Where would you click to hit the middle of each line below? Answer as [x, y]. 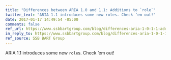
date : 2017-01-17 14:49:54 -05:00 [42, 19]
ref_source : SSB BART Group [35, 39]
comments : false [22, 24]
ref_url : [15, 29]
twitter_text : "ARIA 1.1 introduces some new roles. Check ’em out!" [81, 15]
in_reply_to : [19, 34]
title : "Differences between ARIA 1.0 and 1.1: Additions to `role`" [81, 10]
